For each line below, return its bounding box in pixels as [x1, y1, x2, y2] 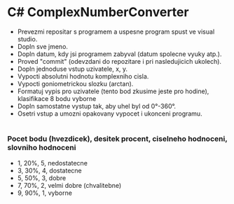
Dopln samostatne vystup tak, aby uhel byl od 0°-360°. [17, 102, 177, 110]
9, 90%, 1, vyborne [17, 189, 72, 197]
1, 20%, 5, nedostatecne [17, 158, 88, 167]
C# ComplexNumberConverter [7, 4, 189, 20]
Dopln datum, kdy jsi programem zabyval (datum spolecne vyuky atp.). [17, 50, 222, 58]
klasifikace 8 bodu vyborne [17, 94, 97, 102]
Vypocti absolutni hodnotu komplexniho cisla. [17, 72, 149, 81]
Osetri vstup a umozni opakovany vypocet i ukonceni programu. [17, 109, 202, 118]
